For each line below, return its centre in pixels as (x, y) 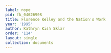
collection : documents (29, 43)
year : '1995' (19, 24)
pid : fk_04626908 (24, 15)
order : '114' (19, 33)
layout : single (21, 38)
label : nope (18, 10)
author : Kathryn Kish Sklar (35, 29)
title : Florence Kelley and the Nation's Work (55, 19)
